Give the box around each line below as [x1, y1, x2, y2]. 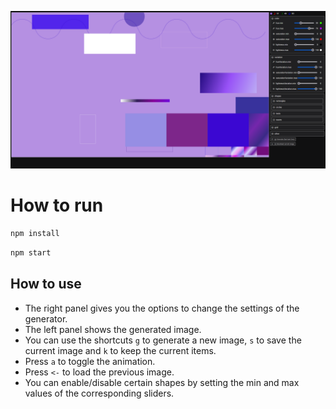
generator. [24, 312, 68, 325]
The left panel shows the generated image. [24, 323, 202, 335]
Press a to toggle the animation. [24, 355, 156, 367]
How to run [10, 194, 104, 217]
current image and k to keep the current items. [24, 344, 217, 356]
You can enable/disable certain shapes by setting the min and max [24, 376, 300, 388]
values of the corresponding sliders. [24, 387, 175, 399]
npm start [10, 247, 52, 258]
